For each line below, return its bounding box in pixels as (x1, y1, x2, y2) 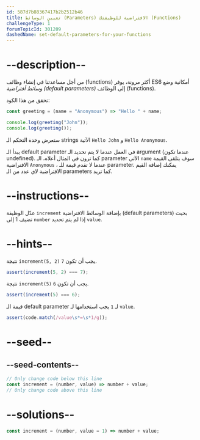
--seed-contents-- (6, 359, 79, 370)
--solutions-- (6, 408, 75, 422)
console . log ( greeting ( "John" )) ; (6, 119, 88, 125)
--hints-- (6, 237, 53, 251)
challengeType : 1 (6, 20, 51, 26)
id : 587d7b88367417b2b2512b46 (6, 9, 84, 15)
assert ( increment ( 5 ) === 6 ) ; (6, 291, 80, 298)
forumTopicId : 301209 (6, 26, 62, 32)
